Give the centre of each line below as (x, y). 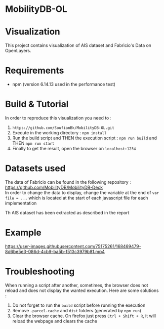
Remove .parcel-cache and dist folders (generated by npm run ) (77, 310)
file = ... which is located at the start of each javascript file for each (77, 198)
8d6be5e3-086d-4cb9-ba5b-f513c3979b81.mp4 (55, 251)
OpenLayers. (18, 51)
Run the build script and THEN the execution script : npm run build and (84, 138)
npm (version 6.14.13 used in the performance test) (64, 84)
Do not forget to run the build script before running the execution (79, 305)
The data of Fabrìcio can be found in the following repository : (68, 182)
